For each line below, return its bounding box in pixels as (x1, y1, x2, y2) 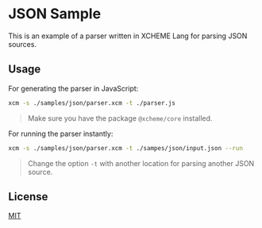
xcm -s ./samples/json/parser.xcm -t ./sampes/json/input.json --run (8, 144, 244, 152)
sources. (8, 39, 37, 48)
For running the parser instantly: (8, 129, 114, 138)
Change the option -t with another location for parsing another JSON (27, 158, 255, 168)
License (8, 190, 48, 203)
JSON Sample (8, 5, 102, 23)
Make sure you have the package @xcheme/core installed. (27, 113, 213, 123)
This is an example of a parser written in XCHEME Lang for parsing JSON (8, 31, 248, 41)
